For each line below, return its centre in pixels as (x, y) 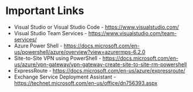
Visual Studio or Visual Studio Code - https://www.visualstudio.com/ (97, 27)
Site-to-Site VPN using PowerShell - (57, 58)
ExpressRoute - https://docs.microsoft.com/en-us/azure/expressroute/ (99, 70)
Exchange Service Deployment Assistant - (65, 77)
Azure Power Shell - (38, 46)
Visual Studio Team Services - (50, 33)
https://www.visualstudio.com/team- (133, 33)
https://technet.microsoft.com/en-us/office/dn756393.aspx (86, 83)
